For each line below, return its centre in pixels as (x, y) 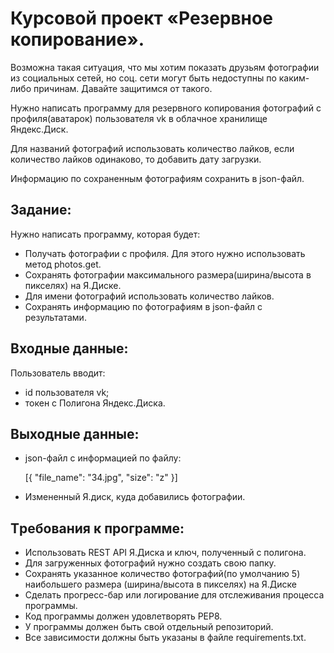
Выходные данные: (75, 433)
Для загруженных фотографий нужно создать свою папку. (150, 563)
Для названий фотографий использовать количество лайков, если (152, 148)
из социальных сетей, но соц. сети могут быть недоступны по (143, 78)
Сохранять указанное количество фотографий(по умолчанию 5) (162, 574)
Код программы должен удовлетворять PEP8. (123, 616)
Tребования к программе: (97, 528)
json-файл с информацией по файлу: (103, 458)
